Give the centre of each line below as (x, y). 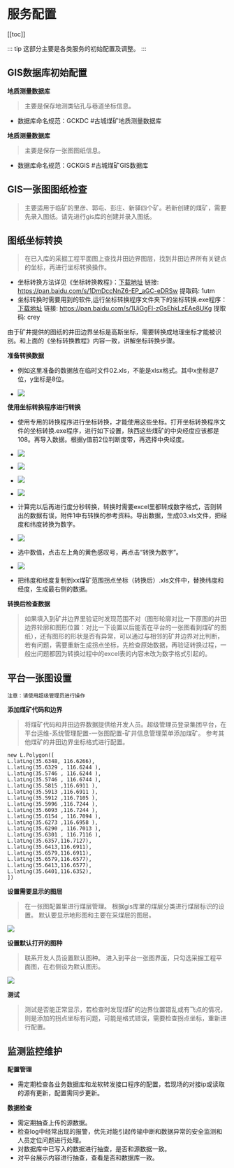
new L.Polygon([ (31, 755)
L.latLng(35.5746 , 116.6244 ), (54, 774)
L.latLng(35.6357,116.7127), (50, 841)
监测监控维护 (35, 1051)
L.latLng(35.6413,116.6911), (50, 847)
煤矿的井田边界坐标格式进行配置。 (80, 742)
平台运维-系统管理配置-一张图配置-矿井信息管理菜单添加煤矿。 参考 (121, 733)
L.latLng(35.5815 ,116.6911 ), (53, 786)
